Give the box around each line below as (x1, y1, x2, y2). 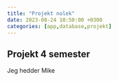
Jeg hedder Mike (7, 67, 56, 75)
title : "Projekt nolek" (7, 10, 75, 17)
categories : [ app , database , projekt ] (7, 23, 112, 30)
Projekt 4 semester (7, 48, 91, 60)
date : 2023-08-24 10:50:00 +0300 (7, 16, 103, 23)
